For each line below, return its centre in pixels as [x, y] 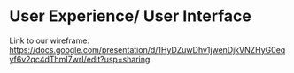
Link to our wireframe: [50, 40]
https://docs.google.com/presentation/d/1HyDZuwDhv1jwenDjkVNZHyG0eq [147, 49]
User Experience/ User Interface [131, 16]
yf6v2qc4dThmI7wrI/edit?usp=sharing [80, 59]
